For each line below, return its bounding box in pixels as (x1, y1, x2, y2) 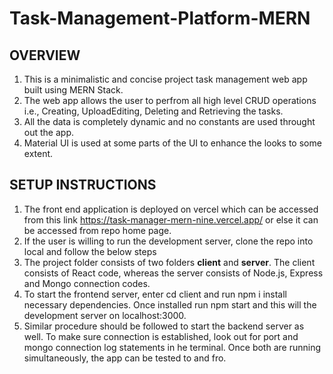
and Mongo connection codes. (23, 277, 151, 289)
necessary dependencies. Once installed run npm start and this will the (23, 298, 317, 311)
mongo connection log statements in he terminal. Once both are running (23, 341, 321, 353)
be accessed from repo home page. (23, 224, 172, 236)
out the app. (23, 127, 74, 138)
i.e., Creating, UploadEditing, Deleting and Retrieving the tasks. (23, 105, 284, 117)
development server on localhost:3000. (23, 309, 187, 321)
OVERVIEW (9, 47, 81, 64)
